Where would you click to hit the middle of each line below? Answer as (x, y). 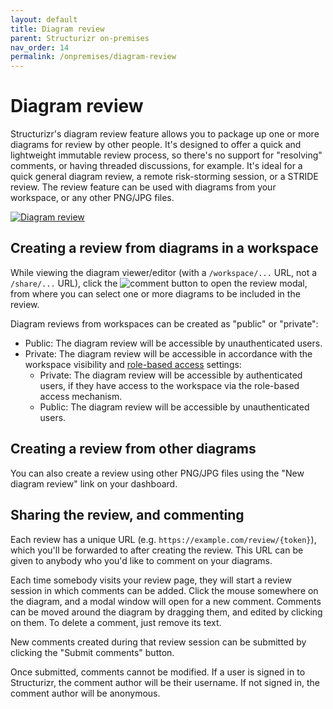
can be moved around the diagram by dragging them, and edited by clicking (166, 612)
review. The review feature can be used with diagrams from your (143, 187)
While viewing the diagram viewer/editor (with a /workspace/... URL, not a (164, 272)
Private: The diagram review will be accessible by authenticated (171, 375)
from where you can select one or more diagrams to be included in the (155, 293)
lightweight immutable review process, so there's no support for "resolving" (166, 155)
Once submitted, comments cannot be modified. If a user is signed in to (158, 672)
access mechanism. (81, 396)
